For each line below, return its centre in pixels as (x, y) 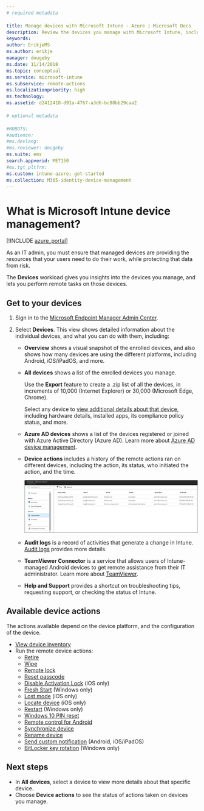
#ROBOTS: (17, 129)
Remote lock (40, 670)
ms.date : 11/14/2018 (32, 64)
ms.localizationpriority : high (46, 90)
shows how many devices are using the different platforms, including (110, 354)
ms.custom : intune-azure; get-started (55, 174)
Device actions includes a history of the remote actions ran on (102, 459)
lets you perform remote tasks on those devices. (67, 284)
